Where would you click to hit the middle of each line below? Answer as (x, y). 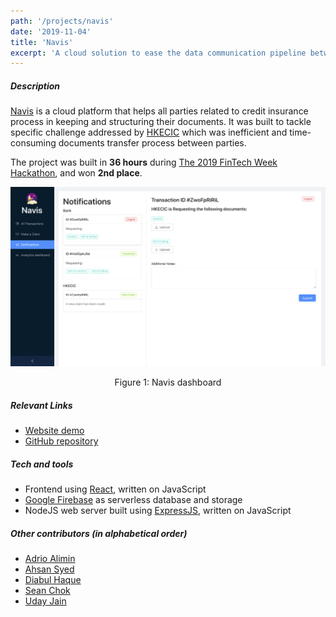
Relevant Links (41, 405)
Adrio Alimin (50, 559)
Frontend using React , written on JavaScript (115, 489)
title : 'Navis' (42, 42)
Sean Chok (47, 591)
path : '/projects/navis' (62, 21)
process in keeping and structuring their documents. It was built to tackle (161, 122)
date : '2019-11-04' (51, 31)
